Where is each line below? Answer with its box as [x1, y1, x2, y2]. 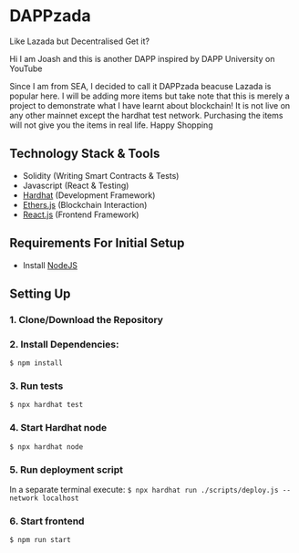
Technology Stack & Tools [9, 146, 160, 162]
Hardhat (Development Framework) [22, 189, 156, 201]
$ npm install [9, 359, 64, 368]
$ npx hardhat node [9, 442, 84, 452]
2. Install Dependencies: [9, 338, 119, 350]
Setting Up [9, 286, 71, 301]
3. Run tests [9, 380, 64, 392]
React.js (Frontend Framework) [22, 209, 139, 220]
